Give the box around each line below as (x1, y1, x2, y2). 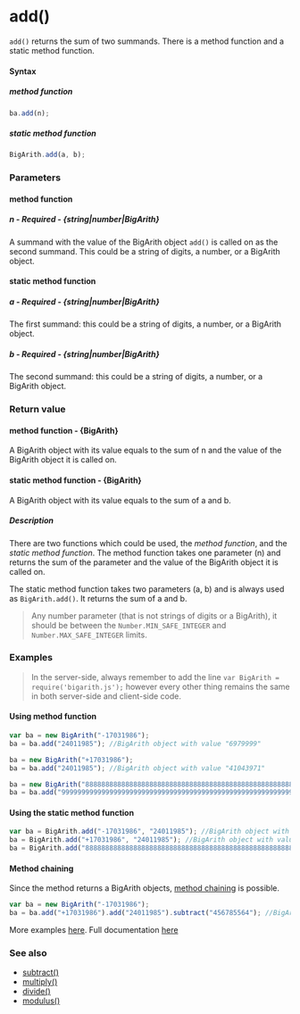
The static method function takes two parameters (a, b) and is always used (9, 583, 285, 594)
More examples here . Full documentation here (9, 925, 179, 935)
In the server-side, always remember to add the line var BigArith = (30, 671, 279, 682)
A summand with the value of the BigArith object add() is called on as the (9, 237, 279, 247)
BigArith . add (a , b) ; (9, 150, 87, 160)
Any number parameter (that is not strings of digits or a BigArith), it (30, 610, 278, 621)
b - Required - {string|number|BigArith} (9, 348, 160, 359)
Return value (9, 403, 66, 416)
